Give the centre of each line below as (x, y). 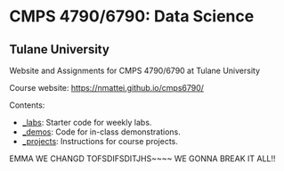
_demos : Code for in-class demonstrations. (101, 132)
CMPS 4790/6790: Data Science (132, 16)
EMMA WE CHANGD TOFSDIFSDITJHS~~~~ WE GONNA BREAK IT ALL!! (142, 159)
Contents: (27, 105)
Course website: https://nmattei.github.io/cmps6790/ (107, 88)
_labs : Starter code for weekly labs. (87, 122)
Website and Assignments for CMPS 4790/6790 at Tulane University (135, 70)
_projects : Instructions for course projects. (100, 141)
